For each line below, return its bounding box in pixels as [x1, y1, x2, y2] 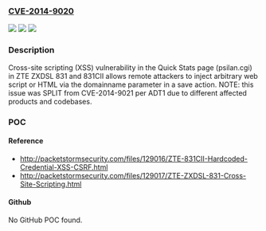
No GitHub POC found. [8, 215, 83, 225]
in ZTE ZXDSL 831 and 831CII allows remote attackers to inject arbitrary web [8, 71, 259, 80]
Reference [8, 136, 44, 146]
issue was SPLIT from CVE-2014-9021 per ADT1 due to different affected [8, 88, 247, 97]
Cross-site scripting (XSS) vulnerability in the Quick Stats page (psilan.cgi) [8, 62, 252, 72]
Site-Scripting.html [19, 179, 82, 189]
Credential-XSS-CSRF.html [19, 162, 108, 172]
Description [8, 45, 55, 56]
